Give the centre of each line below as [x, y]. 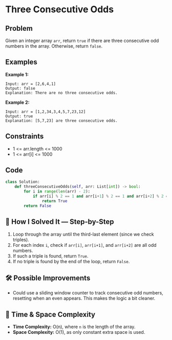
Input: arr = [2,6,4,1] [31, 84]
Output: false [20, 88]
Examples [21, 62]
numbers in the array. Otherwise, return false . [54, 46]
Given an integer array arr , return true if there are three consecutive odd [82, 40]
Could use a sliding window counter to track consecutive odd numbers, [88, 293]
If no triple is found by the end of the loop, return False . [71, 261]
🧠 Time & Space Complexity [50, 314]
